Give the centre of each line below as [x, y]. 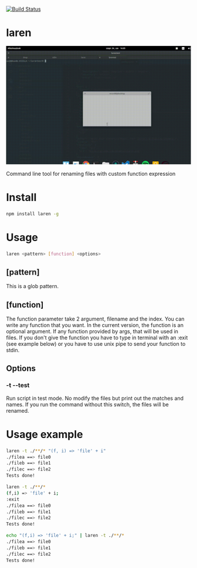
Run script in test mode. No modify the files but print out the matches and [95, 398]
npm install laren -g [33, 214]
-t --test [18, 385]
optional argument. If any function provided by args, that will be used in [92, 332]
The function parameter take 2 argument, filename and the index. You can [95, 319]
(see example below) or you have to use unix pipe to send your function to [96, 344]
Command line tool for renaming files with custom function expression [91, 173]
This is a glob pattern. [32, 286]
